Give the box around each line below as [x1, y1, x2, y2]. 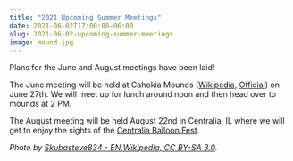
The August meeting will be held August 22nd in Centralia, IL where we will [9, 116, 285, 126]
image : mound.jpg [9, 37, 74, 47]
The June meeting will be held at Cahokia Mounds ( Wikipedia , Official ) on [9, 79, 280, 90]
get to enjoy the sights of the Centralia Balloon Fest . [9, 125, 200, 136]
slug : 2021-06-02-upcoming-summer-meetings [9, 29, 174, 38]
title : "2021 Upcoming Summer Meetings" [9, 12, 163, 22]
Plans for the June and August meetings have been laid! [9, 62, 215, 73]
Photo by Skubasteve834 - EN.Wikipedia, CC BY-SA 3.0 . [9, 142, 218, 153]
